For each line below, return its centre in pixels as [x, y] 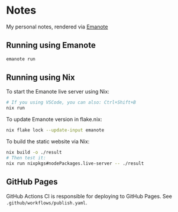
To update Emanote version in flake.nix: [54, 120]
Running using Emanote [51, 45]
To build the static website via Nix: [48, 142]
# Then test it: [26, 158]
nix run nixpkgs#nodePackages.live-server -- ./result [75, 163]
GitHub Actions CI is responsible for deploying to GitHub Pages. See [89, 196]
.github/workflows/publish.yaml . [47, 203]
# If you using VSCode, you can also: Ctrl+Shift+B [71, 102]
